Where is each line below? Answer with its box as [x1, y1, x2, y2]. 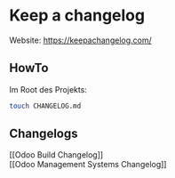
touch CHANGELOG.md [9, 101, 82, 110]
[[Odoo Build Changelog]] [9, 150, 104, 160]
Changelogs [9, 126, 78, 142]
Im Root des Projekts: [9, 84, 87, 94]
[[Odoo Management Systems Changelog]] [9, 159, 167, 170]
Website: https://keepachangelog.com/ [9, 35, 153, 45]
